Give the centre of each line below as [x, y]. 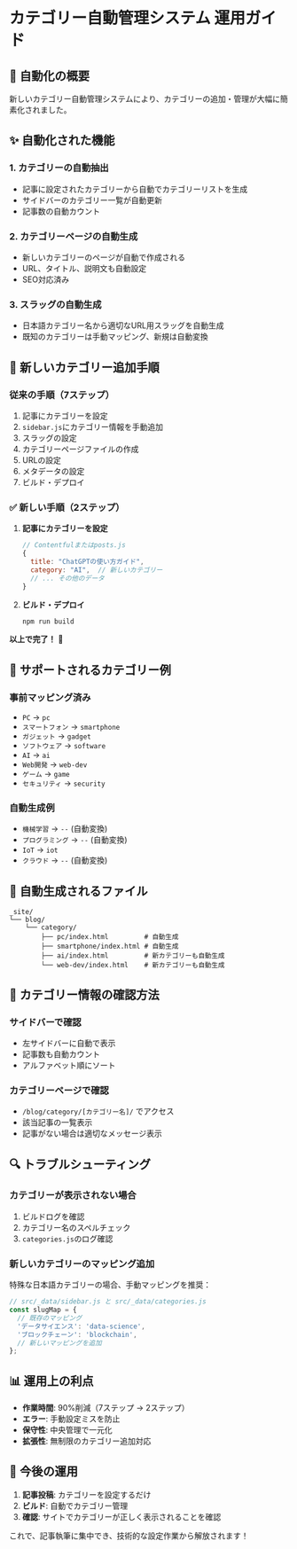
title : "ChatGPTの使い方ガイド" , [87, 562]
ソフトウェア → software [64, 746]
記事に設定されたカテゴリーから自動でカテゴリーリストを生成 [135, 189]
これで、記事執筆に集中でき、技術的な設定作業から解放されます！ [129, 1536]
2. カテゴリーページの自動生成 [74, 236]
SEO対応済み [45, 279]
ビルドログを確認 [53, 1217]
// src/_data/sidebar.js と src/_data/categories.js [108, 1302]
